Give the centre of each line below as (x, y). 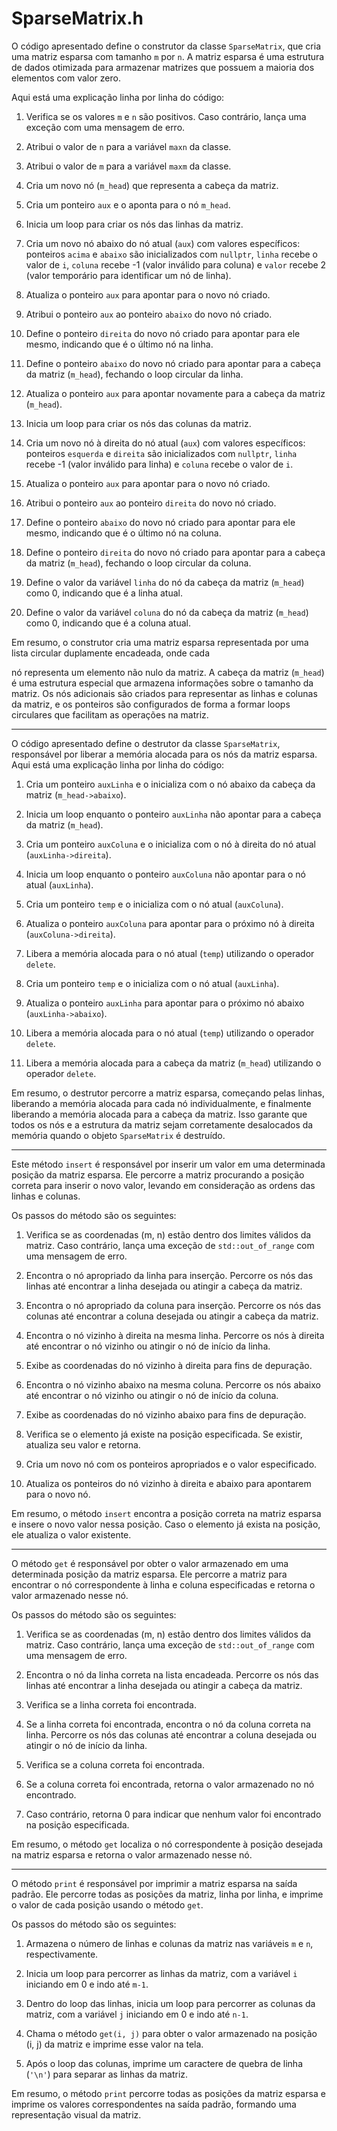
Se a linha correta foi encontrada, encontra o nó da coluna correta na (168, 1724)
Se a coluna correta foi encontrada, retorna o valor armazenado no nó (170, 1784)
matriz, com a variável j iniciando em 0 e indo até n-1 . (137, 2014)
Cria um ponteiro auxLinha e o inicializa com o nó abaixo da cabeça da (170, 784)
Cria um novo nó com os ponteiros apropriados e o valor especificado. (171, 1464)
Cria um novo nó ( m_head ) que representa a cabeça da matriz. (152, 185)
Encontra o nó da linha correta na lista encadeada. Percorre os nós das (172, 1674)
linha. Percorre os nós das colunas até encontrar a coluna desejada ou (171, 1734)
